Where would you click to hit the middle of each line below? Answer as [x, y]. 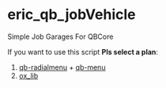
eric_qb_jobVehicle [72, 15]
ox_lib [28, 75]
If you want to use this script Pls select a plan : [83, 52]
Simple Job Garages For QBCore [60, 36]
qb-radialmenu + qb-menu [62, 67]
